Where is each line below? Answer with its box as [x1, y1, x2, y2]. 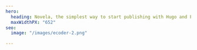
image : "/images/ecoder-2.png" [11, 30, 88, 36]
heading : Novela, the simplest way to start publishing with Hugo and [11, 14, 188, 20]
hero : [5, 8, 19, 15]
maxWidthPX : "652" [11, 19, 56, 25]
